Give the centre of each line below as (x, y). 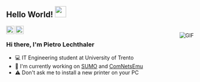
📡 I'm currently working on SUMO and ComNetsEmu (79, 67)
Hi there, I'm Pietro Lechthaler (50, 44)
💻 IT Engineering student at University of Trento (74, 58)
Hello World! (30, 15)
